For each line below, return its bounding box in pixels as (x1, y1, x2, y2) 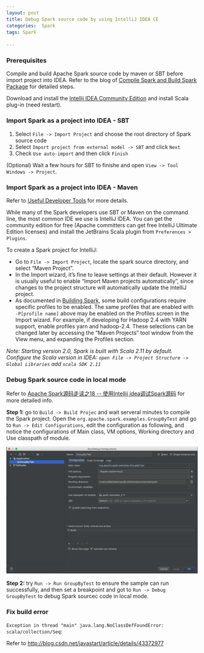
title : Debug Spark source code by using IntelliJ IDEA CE (6, 16, 159, 22)
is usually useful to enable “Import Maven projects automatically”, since (15, 277, 194, 285)
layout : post (6, 10, 39, 16)
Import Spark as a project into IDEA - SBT (6, 116, 129, 125)
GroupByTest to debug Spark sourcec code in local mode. (6, 593, 149, 600)
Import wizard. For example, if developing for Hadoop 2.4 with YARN (15, 316, 187, 323)
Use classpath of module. (6, 435, 70, 442)
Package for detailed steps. (6, 83, 75, 91)
